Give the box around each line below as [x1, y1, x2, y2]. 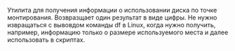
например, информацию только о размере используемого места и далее [7, 28, 229, 36]
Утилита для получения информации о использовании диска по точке [7, 6, 217, 14]
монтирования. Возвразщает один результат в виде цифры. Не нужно [7, 13, 217, 22]
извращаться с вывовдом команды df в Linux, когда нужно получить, [7, 21, 216, 29]
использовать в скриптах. [7, 36, 86, 44]
